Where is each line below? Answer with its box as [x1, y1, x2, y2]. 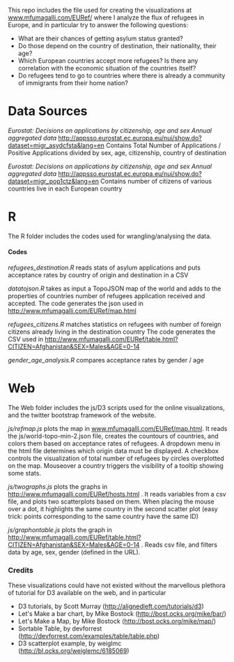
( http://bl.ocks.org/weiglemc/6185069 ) [17, 647, 130, 655]
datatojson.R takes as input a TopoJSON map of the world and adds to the [8, 284, 221, 293]
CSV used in [8, 335, 44, 344]
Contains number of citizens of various [100, 177, 212, 185]
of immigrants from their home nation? [17, 79, 128, 87]
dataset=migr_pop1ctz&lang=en [8, 177, 100, 185]
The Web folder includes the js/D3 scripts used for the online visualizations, [8, 404, 225, 412]
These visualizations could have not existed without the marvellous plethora [8, 581, 226, 589]
